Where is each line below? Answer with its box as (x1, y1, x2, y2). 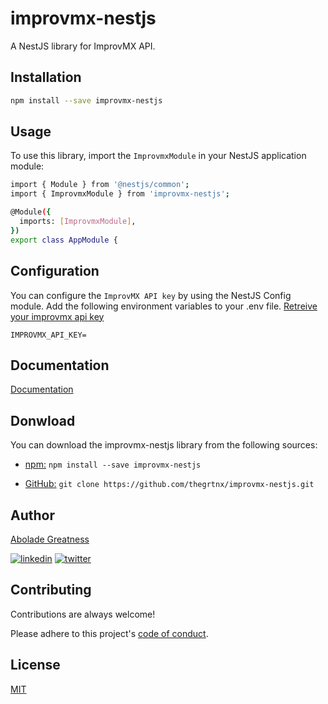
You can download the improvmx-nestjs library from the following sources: (10, 439, 318, 451)
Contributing (10, 582, 92, 599)
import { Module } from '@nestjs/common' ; (10, 180, 190, 190)
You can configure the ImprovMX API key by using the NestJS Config (10, 289, 292, 301)
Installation (10, 69, 82, 86)
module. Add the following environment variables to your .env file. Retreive (10, 300, 318, 312)
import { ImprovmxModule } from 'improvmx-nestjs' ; (10, 189, 230, 199)
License (10, 657, 61, 674)
